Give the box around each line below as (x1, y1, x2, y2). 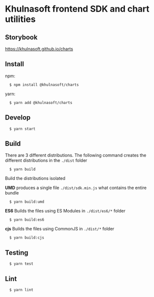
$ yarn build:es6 (9, 217, 45, 222)
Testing (5, 248, 29, 257)
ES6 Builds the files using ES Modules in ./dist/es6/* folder (5, 208, 126, 214)
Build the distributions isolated (5, 175, 65, 181)
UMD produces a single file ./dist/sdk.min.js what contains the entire (5, 185, 147, 191)
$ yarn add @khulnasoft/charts (9, 100, 73, 105)
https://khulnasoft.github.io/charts (5, 46, 74, 52)
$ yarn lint (9, 288, 34, 293)
